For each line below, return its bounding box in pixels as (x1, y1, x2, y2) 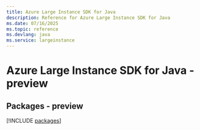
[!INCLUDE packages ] (6, 117, 62, 124)
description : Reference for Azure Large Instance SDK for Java (6, 15, 171, 21)
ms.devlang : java (6, 32, 51, 38)
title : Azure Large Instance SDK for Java (6, 9, 116, 15)
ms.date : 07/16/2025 (6, 20, 59, 26)
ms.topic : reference (6, 26, 59, 32)
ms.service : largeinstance (6, 37, 75, 43)
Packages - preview (6, 101, 84, 111)
